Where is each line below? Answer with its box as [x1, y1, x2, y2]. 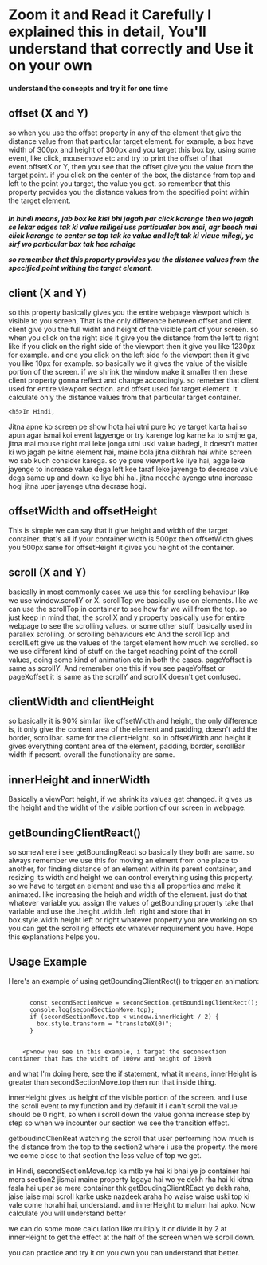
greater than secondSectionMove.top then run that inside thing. [8, 1077, 217, 1087]
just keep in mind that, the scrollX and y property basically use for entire [8, 613, 245, 622]
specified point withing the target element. [8, 264, 153, 273]
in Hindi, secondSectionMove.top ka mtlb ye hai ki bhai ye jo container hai [8, 1166, 251, 1176]
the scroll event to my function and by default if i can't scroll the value [8, 1100, 238, 1111]
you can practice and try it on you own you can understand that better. [8, 1247, 241, 1257]
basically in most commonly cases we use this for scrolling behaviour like [8, 587, 249, 597]
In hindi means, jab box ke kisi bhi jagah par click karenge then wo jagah [8, 214, 254, 224]
